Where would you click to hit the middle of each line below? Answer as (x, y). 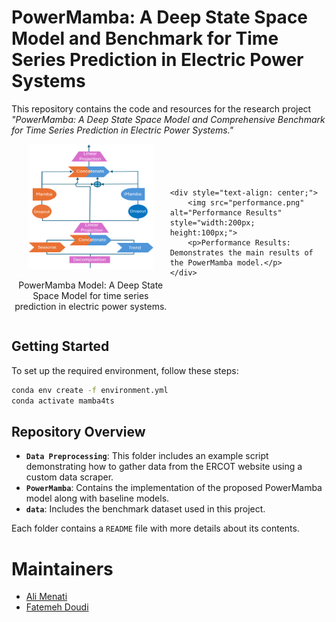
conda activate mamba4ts (63, 401)
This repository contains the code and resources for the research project (161, 108)
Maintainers (62, 568)
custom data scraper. (69, 477)
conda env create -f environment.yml (90, 390)
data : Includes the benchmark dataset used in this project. (145, 509)
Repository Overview (78, 431)
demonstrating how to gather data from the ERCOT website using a (164, 467)
